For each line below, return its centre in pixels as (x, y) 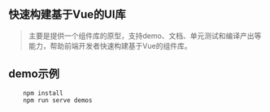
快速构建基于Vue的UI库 (67, 15)
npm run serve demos (58, 100)
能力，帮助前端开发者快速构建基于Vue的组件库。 (110, 45)
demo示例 (34, 74)
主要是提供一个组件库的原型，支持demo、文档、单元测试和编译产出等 (145, 36)
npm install (43, 93)
